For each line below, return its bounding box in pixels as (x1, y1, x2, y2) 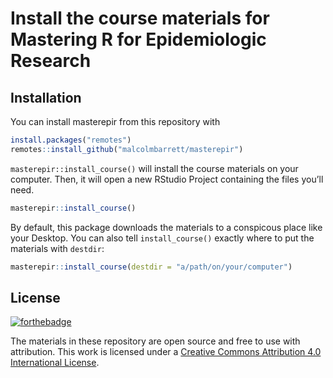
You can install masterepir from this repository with (10, 116, 221, 127)
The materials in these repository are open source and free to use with (10, 335, 301, 347)
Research (10, 50, 92, 72)
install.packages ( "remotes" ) (10, 135, 132, 145)
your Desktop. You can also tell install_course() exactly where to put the (10, 232, 315, 244)
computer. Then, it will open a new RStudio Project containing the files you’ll (10, 173, 324, 185)
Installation (10, 89, 82, 106)
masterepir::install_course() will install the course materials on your (10, 162, 299, 174)
